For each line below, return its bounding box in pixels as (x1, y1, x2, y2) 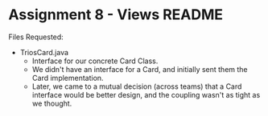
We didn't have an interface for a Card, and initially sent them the (31, 64, 248, 74)
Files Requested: (8, 32, 64, 42)
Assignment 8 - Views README (8, 6, 224, 24)
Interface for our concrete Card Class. (31, 56, 159, 66)
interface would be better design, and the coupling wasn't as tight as (31, 90, 261, 99)
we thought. (31, 98, 72, 108)
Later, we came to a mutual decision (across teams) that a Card (31, 82, 242, 91)
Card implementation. (31, 73, 104, 82)
